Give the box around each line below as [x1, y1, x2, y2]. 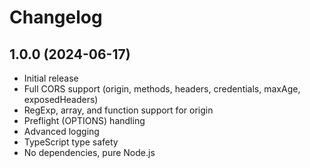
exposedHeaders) [23, 94, 99, 105]
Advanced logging [23, 126, 100, 137]
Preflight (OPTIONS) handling [23, 115, 146, 126]
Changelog [9, 6, 103, 29]
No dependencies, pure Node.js [23, 147, 156, 158]
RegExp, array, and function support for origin [23, 104, 214, 116]
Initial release [23, 72, 79, 84]
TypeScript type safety [23, 136, 119, 148]
